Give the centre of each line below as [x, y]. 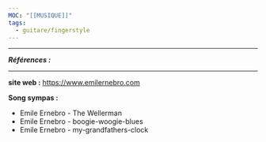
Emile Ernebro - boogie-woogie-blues [82, 121]
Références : [30, 60]
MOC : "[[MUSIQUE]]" [40, 15]
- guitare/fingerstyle [53, 30]
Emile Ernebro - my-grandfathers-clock [84, 130]
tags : [17, 23]
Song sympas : [33, 98]
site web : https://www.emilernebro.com [74, 83]
